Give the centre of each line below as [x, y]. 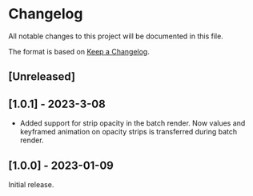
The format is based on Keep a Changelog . [79, 51]
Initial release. [31, 184]
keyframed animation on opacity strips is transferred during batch [129, 132]
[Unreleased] [42, 77]
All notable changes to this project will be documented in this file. [116, 36]
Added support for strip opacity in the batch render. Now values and [133, 123]
